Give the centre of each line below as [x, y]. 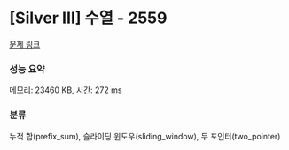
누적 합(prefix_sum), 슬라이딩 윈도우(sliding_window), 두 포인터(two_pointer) [145, 136]
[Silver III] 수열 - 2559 [88, 18]
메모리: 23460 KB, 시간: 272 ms [66, 90]
